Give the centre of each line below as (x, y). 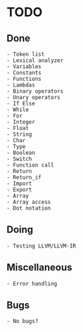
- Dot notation (29, 208)
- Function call (30, 165)
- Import (19, 184)
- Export (19, 190)
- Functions (24, 79)
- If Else (21, 103)
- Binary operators (35, 91)
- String (19, 134)
